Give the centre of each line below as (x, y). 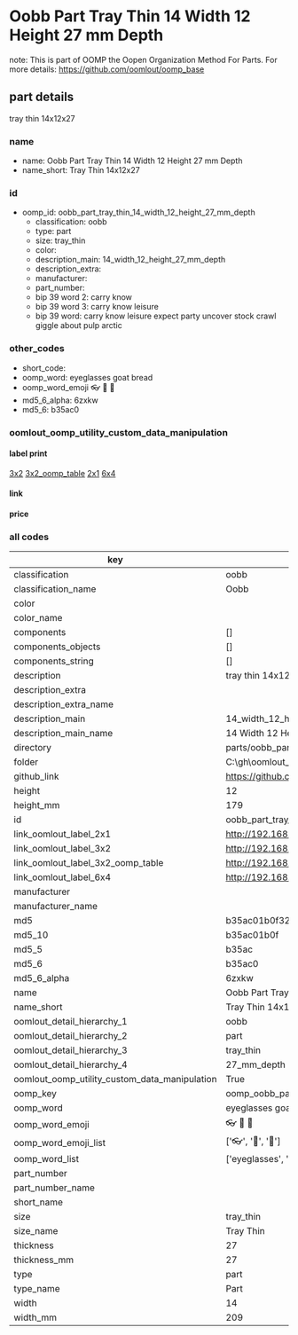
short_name (39, 1202)
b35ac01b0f (252, 935)
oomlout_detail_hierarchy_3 (71, 1050)
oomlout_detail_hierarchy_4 (71, 1064)
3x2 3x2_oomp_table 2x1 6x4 (63, 473)
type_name (37, 1289)
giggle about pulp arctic (78, 326)
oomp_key (35, 1094)
